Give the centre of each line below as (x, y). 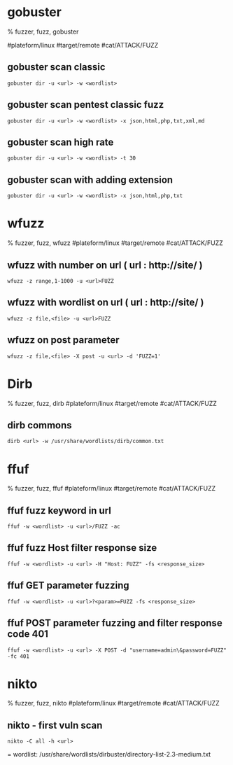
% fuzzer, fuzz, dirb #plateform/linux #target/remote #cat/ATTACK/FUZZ (112, 403)
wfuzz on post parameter (64, 340)
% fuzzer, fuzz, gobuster (43, 31)
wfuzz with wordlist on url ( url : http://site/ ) (106, 303)
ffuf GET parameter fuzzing (68, 585)
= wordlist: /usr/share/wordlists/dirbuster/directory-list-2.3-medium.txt (109, 755)
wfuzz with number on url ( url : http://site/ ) (105, 265)
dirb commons (40, 425)
